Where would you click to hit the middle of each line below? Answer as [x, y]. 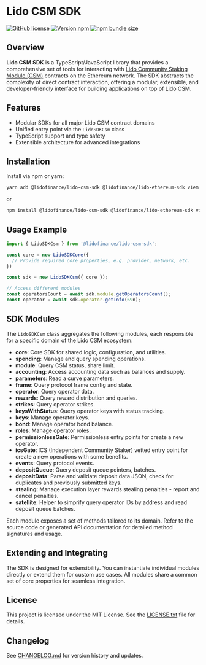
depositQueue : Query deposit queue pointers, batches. [86, 469]
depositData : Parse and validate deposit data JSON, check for [94, 476]
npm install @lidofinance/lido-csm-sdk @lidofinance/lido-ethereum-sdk [100, 211]
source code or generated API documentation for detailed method [90, 527]
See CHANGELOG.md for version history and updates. [75, 656]
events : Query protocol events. [55, 463]
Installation [28, 161]
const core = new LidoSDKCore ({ [48, 255]
